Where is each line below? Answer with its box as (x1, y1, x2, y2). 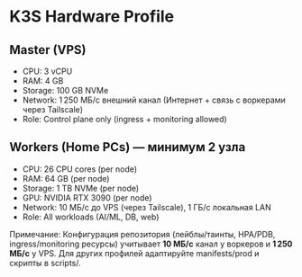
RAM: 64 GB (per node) (22, 173, 110, 183)
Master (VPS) (9, 42, 87, 58)
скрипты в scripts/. (9, 257, 81, 268)
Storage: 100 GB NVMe (22, 85, 109, 95)
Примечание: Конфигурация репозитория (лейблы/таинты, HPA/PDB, (9, 228, 276, 239)
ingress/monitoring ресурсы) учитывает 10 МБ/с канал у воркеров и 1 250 (9, 238, 293, 249)
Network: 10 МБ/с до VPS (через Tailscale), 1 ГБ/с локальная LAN (22, 201, 272, 212)
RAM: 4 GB (22, 76, 64, 86)
